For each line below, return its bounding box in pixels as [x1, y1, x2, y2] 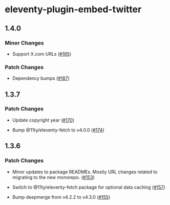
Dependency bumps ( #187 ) [12, 75, 70, 81]
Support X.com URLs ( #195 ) [12, 51, 72, 57]
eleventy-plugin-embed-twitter [5, 4, 142, 15]
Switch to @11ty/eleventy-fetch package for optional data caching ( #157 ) [12, 184, 166, 190]
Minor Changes [5, 39, 44, 47]
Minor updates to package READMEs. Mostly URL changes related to [12, 169, 158, 175]
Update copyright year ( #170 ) [12, 117, 75, 123]
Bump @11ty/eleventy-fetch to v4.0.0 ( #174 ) [12, 127, 104, 133]
